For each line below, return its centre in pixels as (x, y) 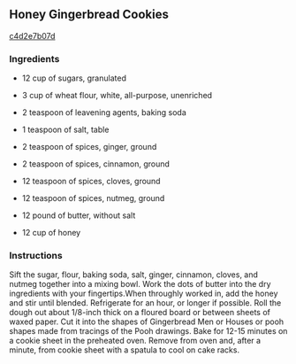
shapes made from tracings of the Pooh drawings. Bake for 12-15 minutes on (148, 331)
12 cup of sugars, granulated (74, 78)
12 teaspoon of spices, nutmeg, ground (93, 198)
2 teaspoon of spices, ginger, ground (89, 147)
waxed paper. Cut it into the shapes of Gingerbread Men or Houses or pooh (147, 321)
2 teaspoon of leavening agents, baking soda (104, 112)
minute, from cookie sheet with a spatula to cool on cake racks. (125, 350)
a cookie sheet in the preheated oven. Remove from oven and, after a (135, 341)
